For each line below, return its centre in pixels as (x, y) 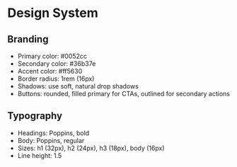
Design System (53, 13)
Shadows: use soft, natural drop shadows (78, 86)
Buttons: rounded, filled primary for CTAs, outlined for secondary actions (124, 94)
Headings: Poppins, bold (53, 133)
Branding (28, 39)
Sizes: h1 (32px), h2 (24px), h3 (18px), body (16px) (91, 148)
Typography (35, 116)
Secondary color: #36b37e (57, 64)
